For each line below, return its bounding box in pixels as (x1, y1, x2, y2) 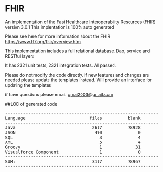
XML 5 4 (5, 139, 141, 145)
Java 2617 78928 (5, 125, 141, 130)
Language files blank (5, 115, 141, 121)
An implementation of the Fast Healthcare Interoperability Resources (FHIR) (5, 19, 156, 25)
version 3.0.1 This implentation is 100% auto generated (5, 24, 114, 30)
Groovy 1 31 (5, 144, 141, 150)
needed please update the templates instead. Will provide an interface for (5, 77, 152, 83)
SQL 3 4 (5, 134, 141, 140)
